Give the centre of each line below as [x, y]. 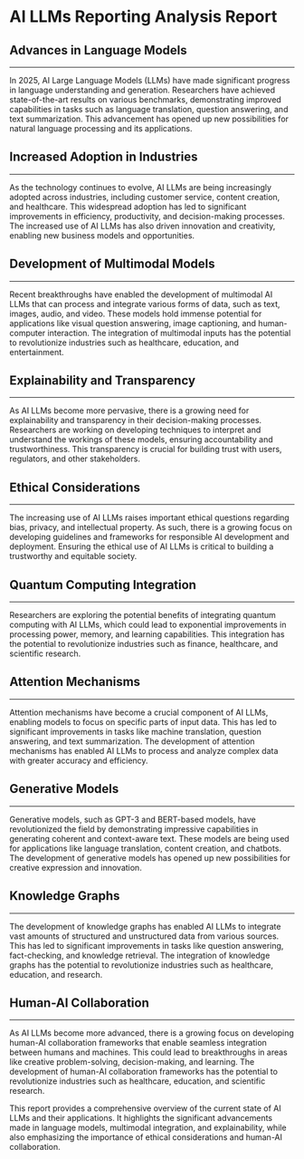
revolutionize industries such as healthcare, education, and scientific [138, 1081]
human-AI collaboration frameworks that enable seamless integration [138, 1043]
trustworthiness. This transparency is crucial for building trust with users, [146, 449]
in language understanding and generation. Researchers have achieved [142, 90]
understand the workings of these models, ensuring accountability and [141, 439]
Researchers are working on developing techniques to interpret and [135, 430]
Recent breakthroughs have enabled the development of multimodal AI [141, 294]
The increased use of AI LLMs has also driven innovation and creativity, [142, 226]
